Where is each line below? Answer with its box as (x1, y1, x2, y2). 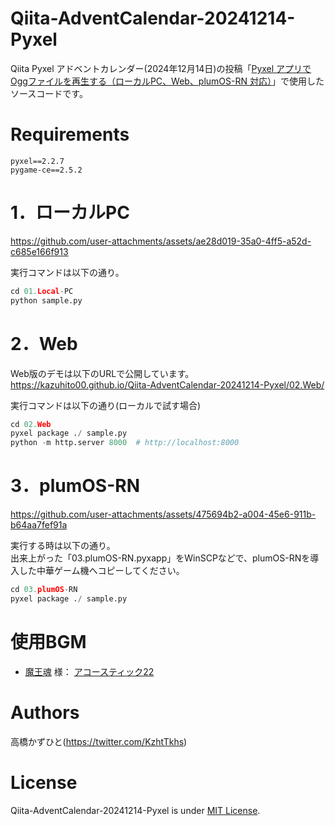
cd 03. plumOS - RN (10, 585, 78, 595)
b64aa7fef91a (10, 519, 68, 531)
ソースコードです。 (10, 87, 88, 99)
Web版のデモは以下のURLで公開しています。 (10, 367, 195, 379)
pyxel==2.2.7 (10, 156, 65, 166)
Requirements (10, 123, 130, 146)
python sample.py (10, 295, 83, 306)
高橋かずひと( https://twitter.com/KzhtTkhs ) (10, 735, 188, 747)
